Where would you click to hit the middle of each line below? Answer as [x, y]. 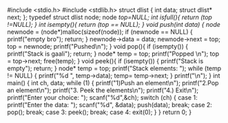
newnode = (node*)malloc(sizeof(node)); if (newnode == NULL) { [100, 32]
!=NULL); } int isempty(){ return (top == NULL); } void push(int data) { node [114, 24]
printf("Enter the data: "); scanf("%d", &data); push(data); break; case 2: [110, 105]
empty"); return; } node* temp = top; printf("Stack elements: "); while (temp [114, 68]
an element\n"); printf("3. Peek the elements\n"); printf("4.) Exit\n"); [103, 90]
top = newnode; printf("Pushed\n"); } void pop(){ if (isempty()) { [97, 46]
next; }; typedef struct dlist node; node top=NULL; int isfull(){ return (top [110, 17]
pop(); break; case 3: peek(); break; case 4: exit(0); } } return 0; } [99, 112]
